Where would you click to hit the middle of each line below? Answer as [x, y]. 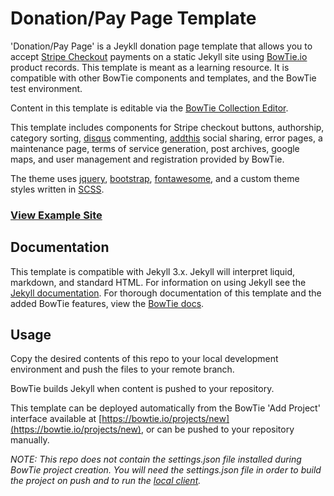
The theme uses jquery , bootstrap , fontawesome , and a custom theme [155, 178]
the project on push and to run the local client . [106, 481]
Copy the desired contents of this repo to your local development [144, 359]
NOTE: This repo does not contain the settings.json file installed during [156, 459]
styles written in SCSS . [57, 189]
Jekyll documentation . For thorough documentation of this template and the [166, 293]
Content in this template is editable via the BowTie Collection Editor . [149, 108]
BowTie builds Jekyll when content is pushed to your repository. [142, 389]
